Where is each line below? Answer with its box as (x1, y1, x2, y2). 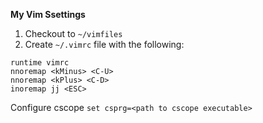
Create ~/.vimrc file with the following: (24, 39, 185, 50)
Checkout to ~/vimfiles (24, 28, 123, 39)
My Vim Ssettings (10, 9, 86, 20)
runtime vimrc (10, 58, 70, 68)
